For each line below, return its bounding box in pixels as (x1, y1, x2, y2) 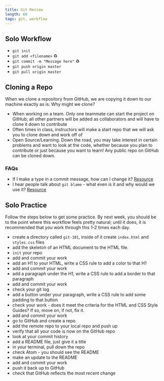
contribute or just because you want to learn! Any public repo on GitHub (12, 147, 159, 153)
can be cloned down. (12, 153, 55, 158)
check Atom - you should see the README (12, 349, 99, 355)
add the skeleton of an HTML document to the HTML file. (12, 244, 129, 250)
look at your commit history (12, 334, 68, 340)
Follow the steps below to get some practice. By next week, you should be (5, 214, 157, 220)
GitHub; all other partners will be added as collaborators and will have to (12, 116, 160, 122)
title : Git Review (5, 7, 43, 12)
